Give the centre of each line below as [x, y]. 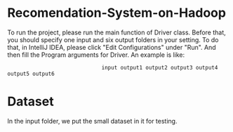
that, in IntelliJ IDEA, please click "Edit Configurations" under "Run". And [112, 47]
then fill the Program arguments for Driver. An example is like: [96, 55]
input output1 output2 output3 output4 [160, 67]
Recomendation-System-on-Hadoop [117, 13]
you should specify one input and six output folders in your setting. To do [113, 39]
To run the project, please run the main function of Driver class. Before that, [116, 32]
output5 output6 [31, 74]
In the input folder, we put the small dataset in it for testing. [92, 121]
